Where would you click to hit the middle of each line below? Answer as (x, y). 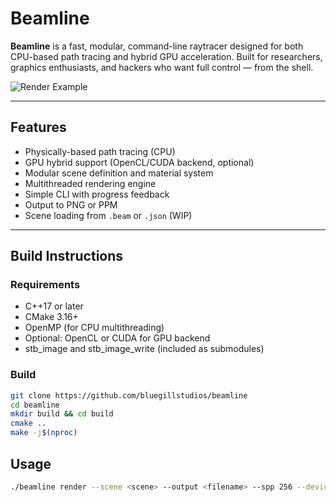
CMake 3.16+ (51, 317)
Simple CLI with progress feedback (97, 194)
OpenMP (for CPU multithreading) (94, 328)
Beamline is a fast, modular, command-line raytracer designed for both (157, 46)
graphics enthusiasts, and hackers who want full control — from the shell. (162, 67)
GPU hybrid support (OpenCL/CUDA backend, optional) (139, 162)
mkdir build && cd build (62, 414)
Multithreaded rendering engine (90, 183)
